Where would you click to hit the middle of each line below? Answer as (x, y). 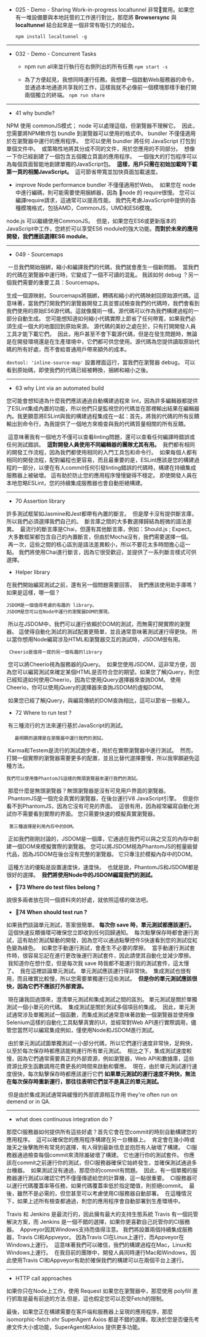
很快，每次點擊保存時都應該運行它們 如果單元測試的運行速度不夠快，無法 (104, 1074)
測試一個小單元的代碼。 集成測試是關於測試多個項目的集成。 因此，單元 (98, 1007)
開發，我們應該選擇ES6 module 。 (49, 236)
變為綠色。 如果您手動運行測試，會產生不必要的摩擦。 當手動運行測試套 (103, 948)
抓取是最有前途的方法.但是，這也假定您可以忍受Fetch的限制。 (89, 1299)
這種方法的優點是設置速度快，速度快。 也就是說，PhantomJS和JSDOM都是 (103, 867)
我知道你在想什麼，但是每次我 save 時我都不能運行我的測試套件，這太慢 (98, 963)
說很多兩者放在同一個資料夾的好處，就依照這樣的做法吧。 (79, 900)
